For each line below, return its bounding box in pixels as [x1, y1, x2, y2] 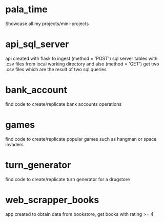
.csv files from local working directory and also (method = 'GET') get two [5, 60, 159, 67]
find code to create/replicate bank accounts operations [5, 101, 122, 107]
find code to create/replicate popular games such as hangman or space [5, 136, 157, 142]
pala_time [5, 4, 48, 15]
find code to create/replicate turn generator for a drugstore [5, 176, 130, 182]
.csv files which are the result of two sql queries [5, 66, 107, 72]
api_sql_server [5, 38, 69, 50]
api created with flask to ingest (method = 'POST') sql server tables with [5, 55, 158, 61]
